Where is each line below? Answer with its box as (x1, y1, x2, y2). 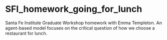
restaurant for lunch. (5, 30, 48, 36)
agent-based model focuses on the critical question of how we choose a (5, 25, 155, 31)
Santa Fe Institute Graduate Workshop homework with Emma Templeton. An (5, 20, 162, 26)
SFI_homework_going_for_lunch (5, 3, 142, 15)
